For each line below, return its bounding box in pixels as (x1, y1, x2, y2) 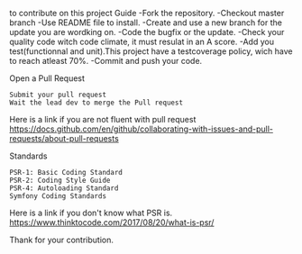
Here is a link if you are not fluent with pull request (9, 114, 197, 124)
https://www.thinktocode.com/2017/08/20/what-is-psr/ (9, 217, 215, 228)
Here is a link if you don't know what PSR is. (9, 207, 173, 218)
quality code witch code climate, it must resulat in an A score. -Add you (9, 36, 275, 47)
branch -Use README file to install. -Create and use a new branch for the (9, 17, 282, 28)
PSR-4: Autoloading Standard (9, 184, 119, 193)
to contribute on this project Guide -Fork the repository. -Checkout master (9, 8, 285, 18)
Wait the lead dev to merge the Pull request (9, 98, 183, 107)
